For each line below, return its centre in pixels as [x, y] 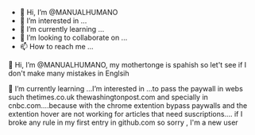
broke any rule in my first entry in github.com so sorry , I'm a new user [123, 122]
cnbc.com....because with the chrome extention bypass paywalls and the [128, 106]
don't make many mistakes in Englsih [69, 73]
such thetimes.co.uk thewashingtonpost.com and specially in [108, 97]
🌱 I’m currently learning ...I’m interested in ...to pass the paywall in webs [126, 89]
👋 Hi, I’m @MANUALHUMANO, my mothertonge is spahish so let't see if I [127, 65]
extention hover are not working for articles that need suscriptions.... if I [126, 114]
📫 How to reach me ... [56, 46]
